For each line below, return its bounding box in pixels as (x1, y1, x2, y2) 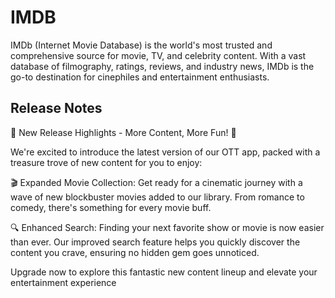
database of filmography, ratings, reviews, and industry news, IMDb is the (10, 60, 315, 72)
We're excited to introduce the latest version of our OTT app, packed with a (10, 146, 321, 158)
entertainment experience (10, 276, 117, 288)
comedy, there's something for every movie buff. (10, 201, 212, 213)
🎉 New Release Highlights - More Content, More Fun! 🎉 (10, 126, 237, 138)
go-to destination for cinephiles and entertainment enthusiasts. (10, 71, 270, 83)
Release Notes (10, 100, 103, 117)
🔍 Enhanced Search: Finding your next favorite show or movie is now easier (10, 221, 325, 233)
